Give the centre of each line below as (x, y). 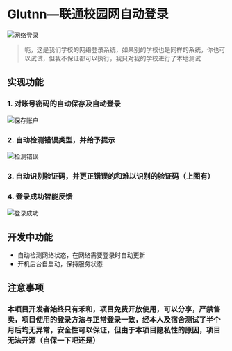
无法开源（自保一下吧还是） (53, 341)
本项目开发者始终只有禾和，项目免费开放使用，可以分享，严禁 (110, 309)
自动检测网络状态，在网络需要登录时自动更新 (81, 255)
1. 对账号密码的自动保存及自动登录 (64, 104)
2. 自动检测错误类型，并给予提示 (61, 140)
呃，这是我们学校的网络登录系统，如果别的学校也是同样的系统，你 (118, 49)
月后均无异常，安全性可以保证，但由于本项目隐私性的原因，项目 (114, 330)
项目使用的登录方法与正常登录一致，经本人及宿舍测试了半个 (121, 320)
